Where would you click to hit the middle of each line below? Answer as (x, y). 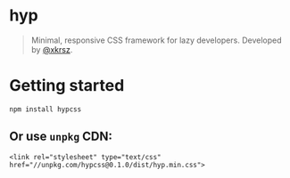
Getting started (67, 86)
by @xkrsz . (52, 49)
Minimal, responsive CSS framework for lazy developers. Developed (156, 40)
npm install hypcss (46, 109)
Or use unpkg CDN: (61, 137)
